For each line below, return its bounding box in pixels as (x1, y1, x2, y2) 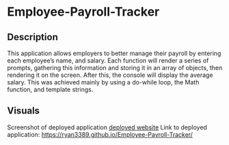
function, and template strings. (7, 86, 94, 93)
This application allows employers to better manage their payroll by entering (7, 49, 221, 57)
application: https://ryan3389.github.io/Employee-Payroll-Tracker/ (7, 130, 193, 138)
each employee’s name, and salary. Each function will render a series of (7, 57, 209, 65)
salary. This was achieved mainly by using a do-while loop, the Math (7, 78, 200, 86)
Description (7, 31, 58, 43)
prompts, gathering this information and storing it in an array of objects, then (7, 64, 223, 71)
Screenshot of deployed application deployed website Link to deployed (7, 123, 207, 131)
